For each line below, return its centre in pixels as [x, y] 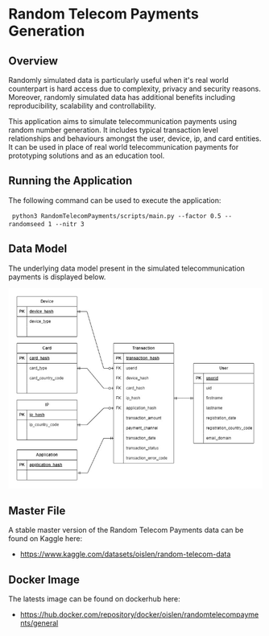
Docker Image [44, 579]
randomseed [27, 224]
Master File [37, 511]
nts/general [39, 623]
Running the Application [70, 181]
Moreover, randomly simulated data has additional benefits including [122, 97]
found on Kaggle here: [46, 539]
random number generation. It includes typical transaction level [114, 130]
